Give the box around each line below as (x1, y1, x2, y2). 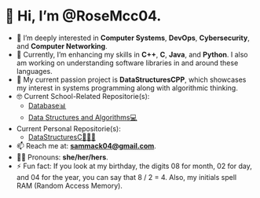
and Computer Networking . (16, 41, 108, 50)
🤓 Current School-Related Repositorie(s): (16, 91, 150, 101)
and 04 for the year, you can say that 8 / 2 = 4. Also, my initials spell (16, 172, 237, 181)
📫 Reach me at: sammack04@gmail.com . (16, 141, 156, 150)
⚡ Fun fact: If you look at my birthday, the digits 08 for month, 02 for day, (16, 161, 252, 170)
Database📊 (27, 101, 67, 110)
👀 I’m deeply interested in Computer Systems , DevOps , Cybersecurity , (16, 33, 250, 42)
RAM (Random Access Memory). (16, 181, 123, 190)
